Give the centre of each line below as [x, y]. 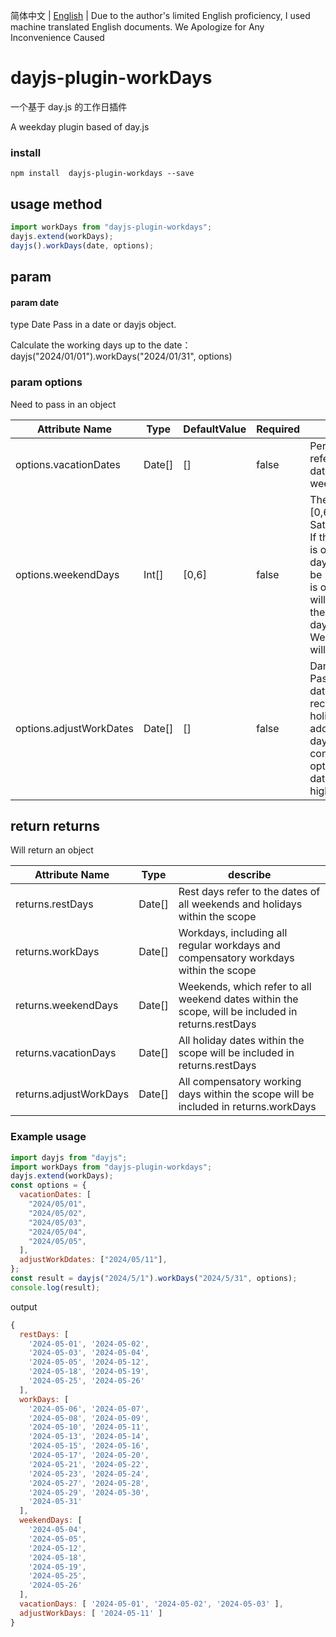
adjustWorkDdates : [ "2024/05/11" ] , [93, 1260]
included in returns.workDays [247, 1107]
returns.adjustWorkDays [72, 1094]
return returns [55, 825]
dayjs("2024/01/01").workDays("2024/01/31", [103, 356]
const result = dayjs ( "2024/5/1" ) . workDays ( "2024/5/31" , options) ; [154, 1279]
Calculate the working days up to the [86, 345]
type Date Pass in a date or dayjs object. [93, 325]
